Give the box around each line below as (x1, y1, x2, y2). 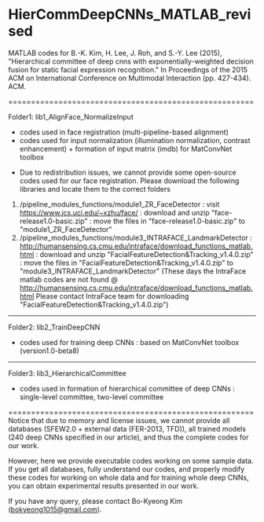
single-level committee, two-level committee (19, 391, 164, 402)
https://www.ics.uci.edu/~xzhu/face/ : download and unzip (19, 208, 210, 217)
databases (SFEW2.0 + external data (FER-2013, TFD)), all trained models (8, 424, 246, 433)
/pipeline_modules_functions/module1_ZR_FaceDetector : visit (19, 199, 220, 209)
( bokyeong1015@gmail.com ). (8, 505, 102, 514)
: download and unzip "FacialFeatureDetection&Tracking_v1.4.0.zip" (35, 249, 254, 259)
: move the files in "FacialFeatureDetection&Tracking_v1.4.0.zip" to (19, 258, 234, 267)
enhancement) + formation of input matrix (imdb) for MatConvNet (19, 144, 233, 153)
